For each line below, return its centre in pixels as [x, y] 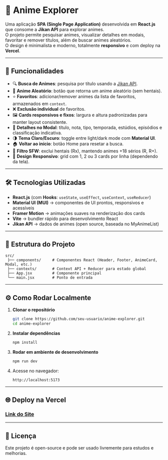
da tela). [21, 161]
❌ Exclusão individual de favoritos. [49, 109]
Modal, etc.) [19, 265]
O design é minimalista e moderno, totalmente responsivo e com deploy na [83, 45]
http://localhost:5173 [36, 380]
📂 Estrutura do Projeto [40, 244]
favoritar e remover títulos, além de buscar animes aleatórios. [68, 40]
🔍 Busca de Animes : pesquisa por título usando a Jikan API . [75, 83]
